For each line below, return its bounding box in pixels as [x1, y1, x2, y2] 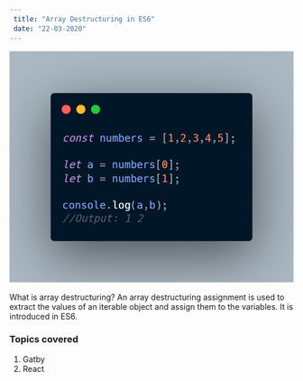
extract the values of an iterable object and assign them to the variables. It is [9, 301, 294, 311]
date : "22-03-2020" [13, 23, 87, 33]
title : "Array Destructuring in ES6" [13, 14, 155, 23]
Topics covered [9, 333, 79, 346]
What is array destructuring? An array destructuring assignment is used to [9, 292, 285, 302]
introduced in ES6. [9, 311, 78, 321]
